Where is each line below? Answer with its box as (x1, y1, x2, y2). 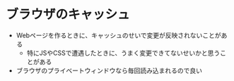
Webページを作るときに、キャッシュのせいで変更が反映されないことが (16, 31, 221, 39)
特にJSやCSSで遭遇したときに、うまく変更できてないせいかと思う (26, 49, 221, 57)
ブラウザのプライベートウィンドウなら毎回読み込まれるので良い (16, 66, 202, 75)
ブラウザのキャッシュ (6, 6, 131, 23)
